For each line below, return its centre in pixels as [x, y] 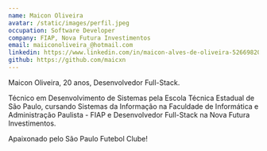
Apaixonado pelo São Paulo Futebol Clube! [78, 138]
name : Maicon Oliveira [46, 15]
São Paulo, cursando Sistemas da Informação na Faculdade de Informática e [133, 106]
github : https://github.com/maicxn [67, 60]
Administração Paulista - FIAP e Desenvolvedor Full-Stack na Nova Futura [129, 114]
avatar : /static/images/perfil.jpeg [69, 23]
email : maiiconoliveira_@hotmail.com [71, 45]
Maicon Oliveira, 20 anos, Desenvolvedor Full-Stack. [94, 82]
